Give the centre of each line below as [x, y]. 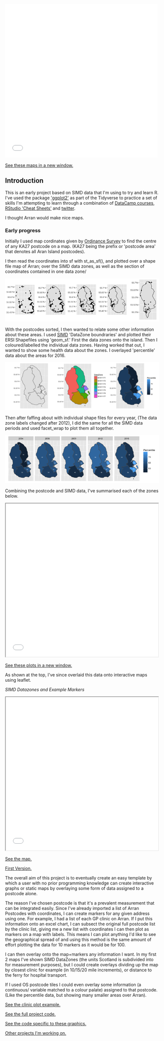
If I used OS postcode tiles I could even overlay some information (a [73, 985]
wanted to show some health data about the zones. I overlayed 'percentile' [80, 350]
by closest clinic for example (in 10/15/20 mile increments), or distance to [79, 970]
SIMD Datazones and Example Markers [45, 690]
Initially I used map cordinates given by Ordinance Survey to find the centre [81, 241]
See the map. [18, 859]
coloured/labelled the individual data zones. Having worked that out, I [75, 345]
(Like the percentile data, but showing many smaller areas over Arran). [76, 995]
